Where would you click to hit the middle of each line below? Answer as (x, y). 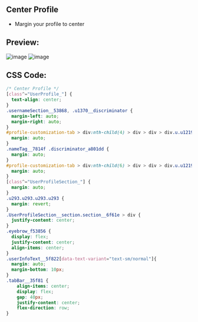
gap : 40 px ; (30, 297)
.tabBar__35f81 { (27, 281)
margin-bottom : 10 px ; (38, 270)
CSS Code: (27, 75)
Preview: (23, 43)
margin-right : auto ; (37, 121)
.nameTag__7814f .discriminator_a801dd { (58, 149)
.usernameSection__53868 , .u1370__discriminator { (70, 111)
